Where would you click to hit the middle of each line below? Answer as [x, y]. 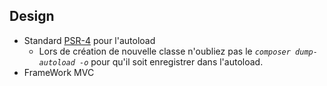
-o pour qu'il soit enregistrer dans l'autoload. [171, 61]
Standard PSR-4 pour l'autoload [89, 40]
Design [32, 16]
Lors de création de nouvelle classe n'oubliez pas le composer [164, 51]
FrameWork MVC [59, 72]
